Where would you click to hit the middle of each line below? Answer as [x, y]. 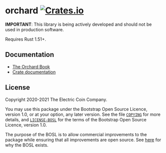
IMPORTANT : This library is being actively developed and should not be [79, 24]
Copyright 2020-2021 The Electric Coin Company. [56, 100]
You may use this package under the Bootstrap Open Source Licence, [76, 109]
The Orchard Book [31, 66]
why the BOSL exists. [27, 145]
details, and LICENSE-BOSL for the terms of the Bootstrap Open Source [76, 119]
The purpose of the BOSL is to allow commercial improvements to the [76, 134]
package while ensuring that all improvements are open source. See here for [83, 140]
